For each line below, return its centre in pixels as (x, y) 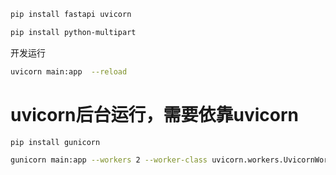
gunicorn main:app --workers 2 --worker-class (109, 160)
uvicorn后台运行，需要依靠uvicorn (154, 114)
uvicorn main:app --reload (69, 71)
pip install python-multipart (73, 32)
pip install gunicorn (55, 142)
